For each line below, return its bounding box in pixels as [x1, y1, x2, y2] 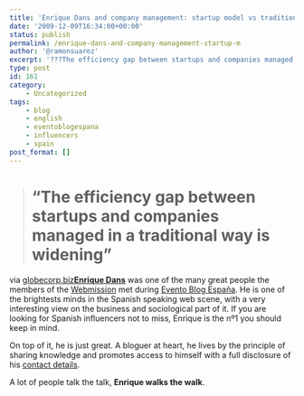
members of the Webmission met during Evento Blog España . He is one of [9, 284, 285, 295]
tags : [9, 97, 30, 107]
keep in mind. [9, 322, 61, 333]
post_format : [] [9, 147, 71, 156]
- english [25, 114, 63, 123]
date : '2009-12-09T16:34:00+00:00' [9, 22, 144, 31]
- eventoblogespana [25, 123, 100, 132]
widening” [31, 244, 112, 265]
